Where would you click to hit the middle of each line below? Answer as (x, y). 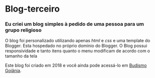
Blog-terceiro (32, 9)
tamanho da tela (21, 56)
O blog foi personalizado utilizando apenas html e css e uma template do (78, 41)
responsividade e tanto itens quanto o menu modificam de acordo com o (77, 51)
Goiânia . (13, 71)
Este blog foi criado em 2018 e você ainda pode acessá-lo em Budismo (76, 65)
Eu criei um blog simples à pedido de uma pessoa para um (75, 24)
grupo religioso (23, 30)
